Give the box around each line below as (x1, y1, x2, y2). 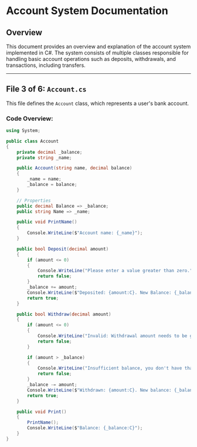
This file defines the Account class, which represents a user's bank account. (6, 100, 189, 107)
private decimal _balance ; (16, 149, 83, 155)
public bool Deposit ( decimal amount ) (16, 246, 109, 252)
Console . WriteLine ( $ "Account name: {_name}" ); (27, 230, 143, 236)
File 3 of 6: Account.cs (6, 84, 87, 94)
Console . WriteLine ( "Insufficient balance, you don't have (37, 365, 182, 371)
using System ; (6, 128, 41, 134)
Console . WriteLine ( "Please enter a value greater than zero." (37, 268, 193, 274)
